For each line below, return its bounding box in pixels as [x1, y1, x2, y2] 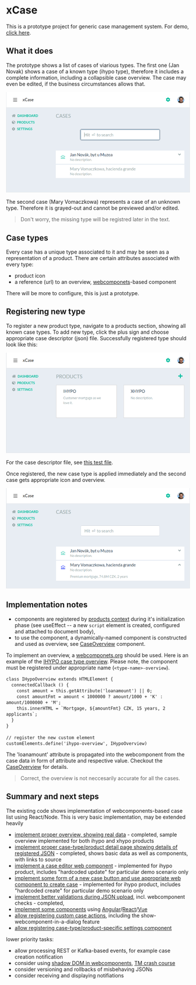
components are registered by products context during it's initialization [14, 615, 185, 623]
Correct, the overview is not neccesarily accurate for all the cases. [20, 774, 181, 782]
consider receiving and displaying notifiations [14, 972, 124, 979]
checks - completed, [14, 900, 65, 907]
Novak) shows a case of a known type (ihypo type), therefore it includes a [6, 68, 184, 75]
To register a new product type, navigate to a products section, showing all [6, 322, 186, 329]
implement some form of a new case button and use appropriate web [14, 874, 181, 881]
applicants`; [6, 711, 38, 717]
